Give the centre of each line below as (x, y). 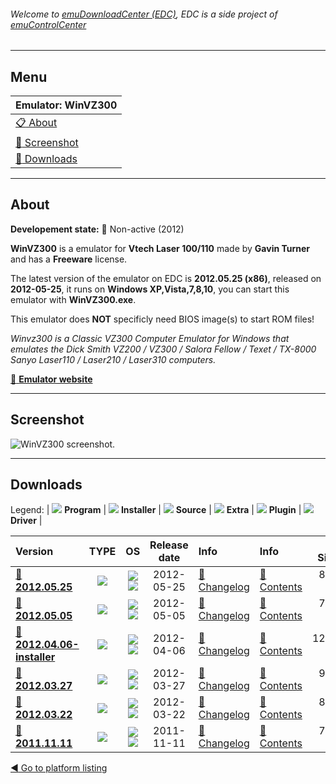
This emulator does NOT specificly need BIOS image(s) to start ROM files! (162, 319)
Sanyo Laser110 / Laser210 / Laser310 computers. (113, 359)
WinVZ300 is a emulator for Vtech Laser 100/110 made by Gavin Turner (160, 248)
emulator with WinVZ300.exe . (73, 299)
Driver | (26, 521)
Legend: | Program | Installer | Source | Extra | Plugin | (156, 510)
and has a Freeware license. (69, 259)
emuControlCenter (48, 24)
